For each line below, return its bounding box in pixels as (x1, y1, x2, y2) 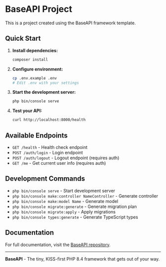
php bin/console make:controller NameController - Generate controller (12, 193, 159, 199)
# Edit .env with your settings (12, 80, 79, 85)
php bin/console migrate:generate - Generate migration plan (12, 203, 137, 209)
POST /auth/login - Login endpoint (12, 149, 83, 155)
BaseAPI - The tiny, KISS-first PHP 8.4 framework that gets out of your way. (5, 256, 160, 262)
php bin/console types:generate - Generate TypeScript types (12, 214, 138, 220)
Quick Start (5, 34, 41, 43)
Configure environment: (12, 66, 63, 72)
